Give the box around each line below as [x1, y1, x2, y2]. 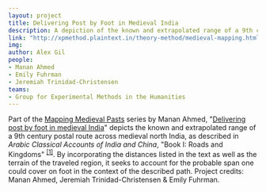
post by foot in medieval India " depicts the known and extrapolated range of [8, 123, 256, 132]
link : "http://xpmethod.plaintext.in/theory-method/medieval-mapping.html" [8, 33, 264, 42]
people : [8, 56, 34, 64]
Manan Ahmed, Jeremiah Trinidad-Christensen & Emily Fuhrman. [8, 175, 220, 184]
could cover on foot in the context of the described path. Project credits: [8, 166, 244, 175]
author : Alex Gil [8, 48, 66, 56]
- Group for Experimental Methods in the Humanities [8, 93, 186, 101]
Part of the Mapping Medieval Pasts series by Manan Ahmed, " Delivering [8, 114, 246, 124]
